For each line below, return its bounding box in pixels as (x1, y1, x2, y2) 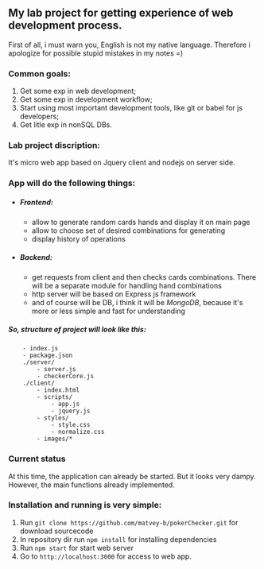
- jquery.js (50, 407, 91, 416)
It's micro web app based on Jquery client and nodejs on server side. (8, 158, 236, 168)
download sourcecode (19, 526, 94, 536)
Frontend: (19, 197, 53, 207)
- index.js (22, 345, 59, 353)
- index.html (37, 386, 80, 394)
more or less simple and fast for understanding (31, 306, 185, 316)
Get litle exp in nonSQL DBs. (19, 120, 113, 130)
